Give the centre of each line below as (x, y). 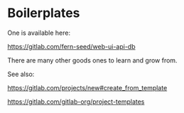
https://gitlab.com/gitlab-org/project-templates (76, 102)
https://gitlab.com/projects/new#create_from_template (87, 87)
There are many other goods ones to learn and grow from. (92, 60)
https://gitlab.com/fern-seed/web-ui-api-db (71, 46)
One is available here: (39, 33)
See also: (21, 74)
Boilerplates (44, 13)
